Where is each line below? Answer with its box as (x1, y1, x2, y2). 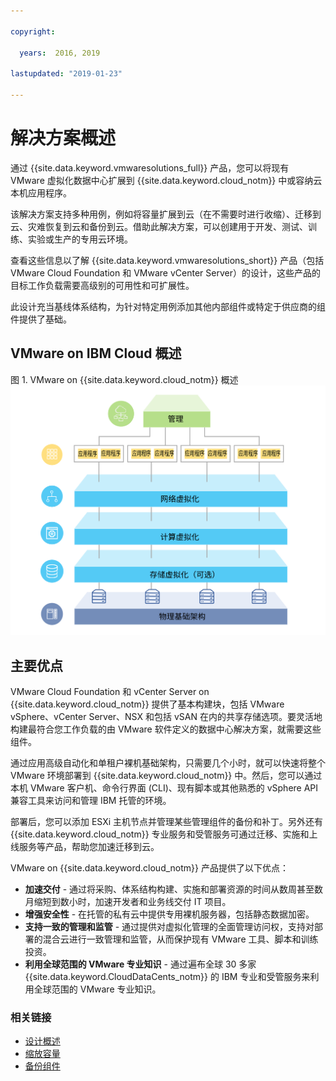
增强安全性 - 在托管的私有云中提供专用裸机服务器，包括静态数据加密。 (24, 908, 315, 920)
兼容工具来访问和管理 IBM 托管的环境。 (10, 794, 172, 806)
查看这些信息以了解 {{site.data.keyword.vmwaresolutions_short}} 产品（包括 (10, 254, 325, 266)
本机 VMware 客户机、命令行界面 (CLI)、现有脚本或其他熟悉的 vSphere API (10, 781, 319, 794)
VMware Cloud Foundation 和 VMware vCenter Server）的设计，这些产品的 (10, 266, 321, 279)
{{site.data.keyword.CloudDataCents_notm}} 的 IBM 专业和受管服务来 (24, 970, 311, 982)
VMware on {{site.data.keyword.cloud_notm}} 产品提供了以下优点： (10, 861, 289, 874)
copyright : (10, 26, 56, 37)
